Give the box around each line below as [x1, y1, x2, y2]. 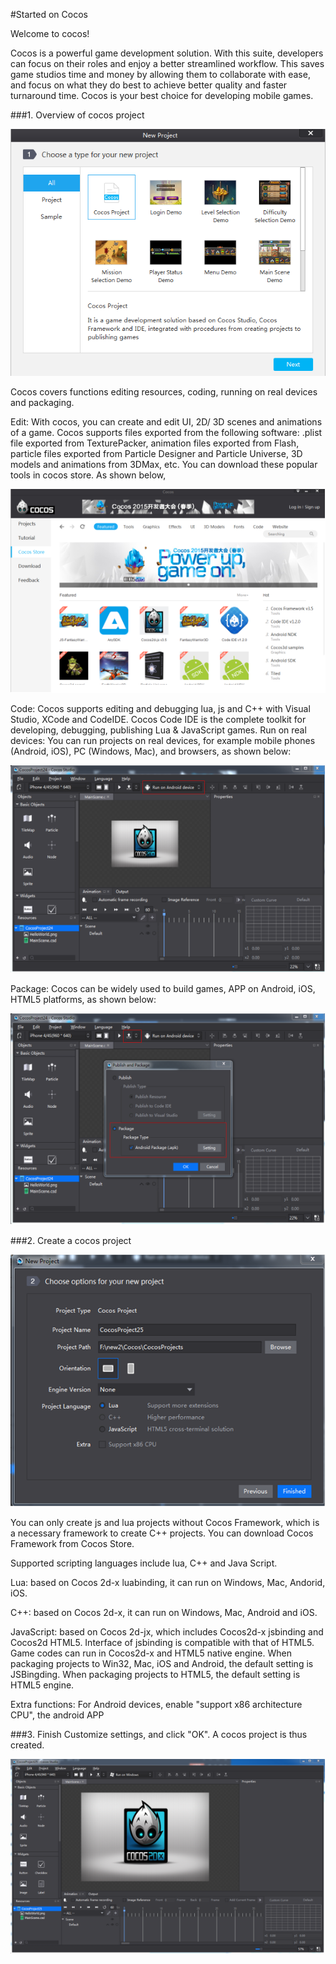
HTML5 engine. [10, 1679, 75, 1691]
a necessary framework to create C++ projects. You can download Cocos [10, 1527, 314, 1539]
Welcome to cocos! [10, 28, 90, 39]
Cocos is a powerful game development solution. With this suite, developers [10, 47, 324, 59]
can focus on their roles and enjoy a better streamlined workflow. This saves [10, 58, 325, 69]
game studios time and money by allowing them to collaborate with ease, [10, 69, 311, 80]
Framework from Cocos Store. [10, 1537, 135, 1549]
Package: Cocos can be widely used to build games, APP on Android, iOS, [10, 982, 316, 994]
